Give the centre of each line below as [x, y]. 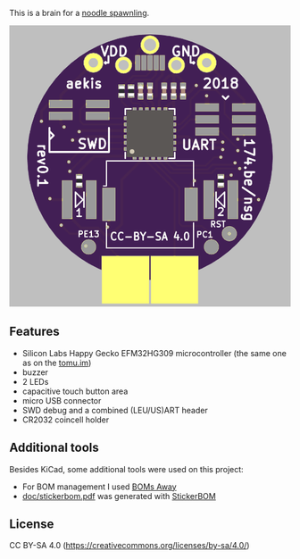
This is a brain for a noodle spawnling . [79, 13]
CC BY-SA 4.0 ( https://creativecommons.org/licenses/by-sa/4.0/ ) [129, 546]
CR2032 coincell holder [66, 420]
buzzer [35, 372]
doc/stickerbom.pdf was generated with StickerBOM [119, 496]
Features [34, 332]
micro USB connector [62, 400]
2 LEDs [35, 381]
